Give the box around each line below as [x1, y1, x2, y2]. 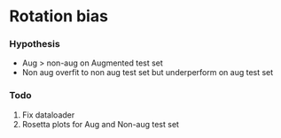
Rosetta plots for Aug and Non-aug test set [21, 119, 180, 129]
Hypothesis [9, 38, 60, 50]
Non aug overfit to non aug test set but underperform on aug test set [21, 67, 274, 78]
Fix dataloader [21, 109, 75, 120]
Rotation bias [9, 6, 109, 27]
